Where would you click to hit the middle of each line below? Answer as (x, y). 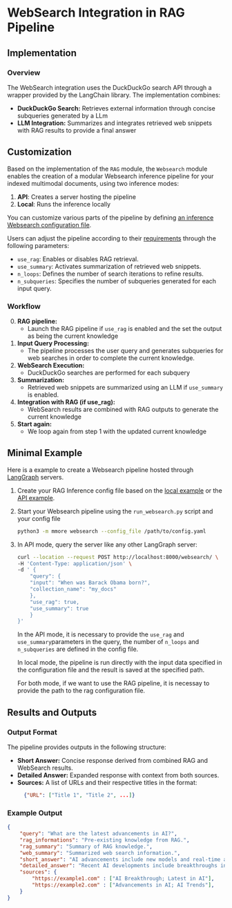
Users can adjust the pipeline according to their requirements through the (112, 238)
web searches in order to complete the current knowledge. (111, 358)
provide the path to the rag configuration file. (81, 691)
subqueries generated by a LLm (62, 115)
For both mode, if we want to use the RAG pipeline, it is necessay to (113, 683)
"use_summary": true (59, 608)
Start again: (34, 424)
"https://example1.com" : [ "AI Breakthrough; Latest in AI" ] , (123, 879)
